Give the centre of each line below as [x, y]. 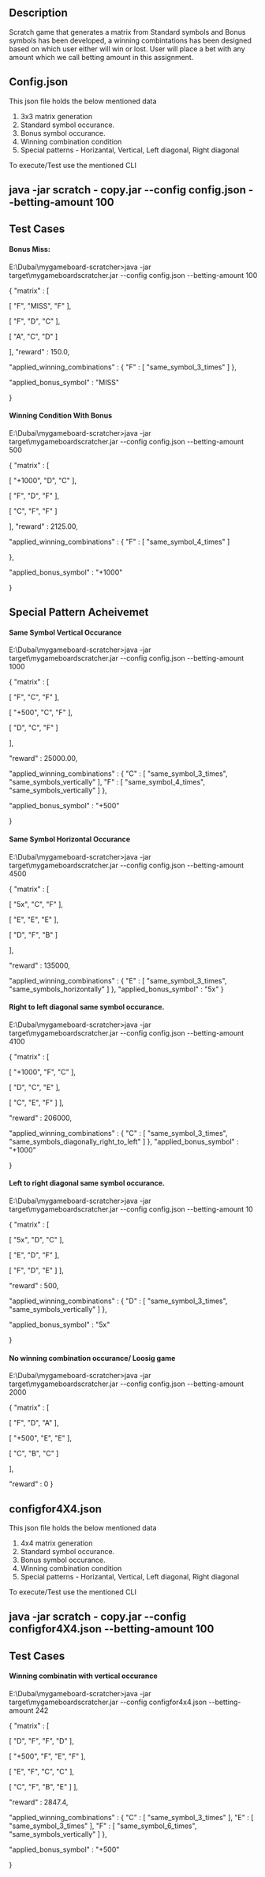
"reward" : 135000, [39, 965]
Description [38, 13]
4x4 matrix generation [56, 1543]
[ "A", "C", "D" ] [34, 336]
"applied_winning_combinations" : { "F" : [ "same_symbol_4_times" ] [119, 541]
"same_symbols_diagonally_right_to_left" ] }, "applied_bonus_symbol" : [124, 1141]
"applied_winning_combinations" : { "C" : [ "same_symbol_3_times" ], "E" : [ [131, 1818]
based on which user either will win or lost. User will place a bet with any [127, 49]
